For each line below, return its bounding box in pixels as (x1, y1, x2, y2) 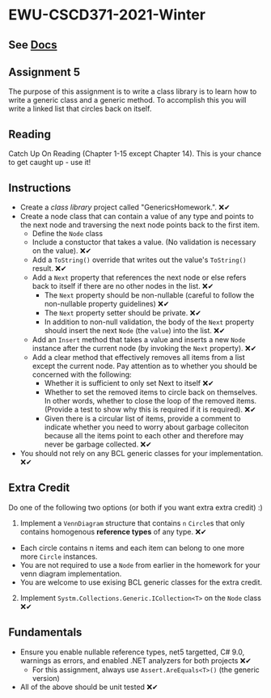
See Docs (8, 38, 57, 52)
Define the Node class (32, 229, 104, 239)
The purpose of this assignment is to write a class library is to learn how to (8, 87, 257, 96)
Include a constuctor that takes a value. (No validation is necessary (32, 237, 256, 247)
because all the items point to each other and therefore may (44, 431, 244, 441)
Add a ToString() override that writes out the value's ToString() (32, 255, 247, 264)
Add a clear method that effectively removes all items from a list (32, 353, 245, 362)
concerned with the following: (32, 370, 132, 379)
